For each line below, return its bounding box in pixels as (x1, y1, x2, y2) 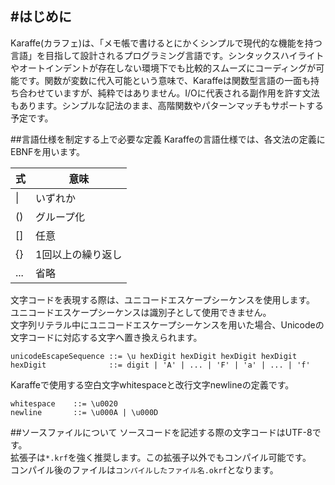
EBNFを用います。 (10, 145, 85, 157)
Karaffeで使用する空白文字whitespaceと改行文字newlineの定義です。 (10, 378, 295, 391)
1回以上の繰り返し (35, 247, 123, 261)
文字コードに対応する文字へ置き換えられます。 (10, 331, 203, 343)
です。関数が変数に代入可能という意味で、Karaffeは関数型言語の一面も (18, 74, 312, 86)
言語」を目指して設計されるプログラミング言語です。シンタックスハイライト (10, 49, 325, 61)
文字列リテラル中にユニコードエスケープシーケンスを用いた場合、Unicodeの (10, 318, 325, 331)
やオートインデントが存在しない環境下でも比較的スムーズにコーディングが (10, 62, 317, 74)
